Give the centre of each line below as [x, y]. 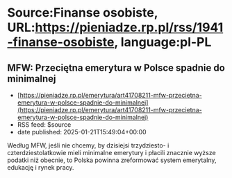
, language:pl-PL [163, 42]
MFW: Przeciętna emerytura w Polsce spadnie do [116, 68]
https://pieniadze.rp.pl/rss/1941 [129, 27]
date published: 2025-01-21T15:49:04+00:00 [82, 132]
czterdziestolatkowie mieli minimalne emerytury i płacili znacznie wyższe [112, 153]
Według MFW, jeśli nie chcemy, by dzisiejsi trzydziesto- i [88, 145]
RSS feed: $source [44, 125]
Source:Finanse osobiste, [83, 13]
